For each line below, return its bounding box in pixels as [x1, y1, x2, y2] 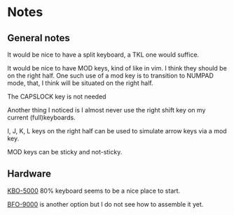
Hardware [7, 168, 51, 180]
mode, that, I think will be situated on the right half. [7, 79, 154, 87]
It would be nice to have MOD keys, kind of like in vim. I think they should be [7, 64, 228, 72]
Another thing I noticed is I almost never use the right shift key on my [7, 106, 206, 114]
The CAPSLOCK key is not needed [7, 92, 106, 101]
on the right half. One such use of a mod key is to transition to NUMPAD [7, 71, 214, 80]
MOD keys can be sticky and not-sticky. [7, 148, 123, 156]
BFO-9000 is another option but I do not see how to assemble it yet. [7, 200, 204, 208]
